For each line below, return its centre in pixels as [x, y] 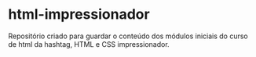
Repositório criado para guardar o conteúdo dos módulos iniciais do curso [128, 36]
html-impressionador [79, 14]
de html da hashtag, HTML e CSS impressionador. [89, 44]
